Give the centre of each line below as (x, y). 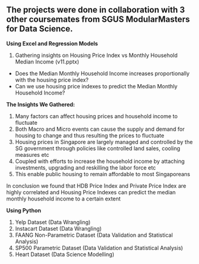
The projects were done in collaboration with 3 (96, 10)
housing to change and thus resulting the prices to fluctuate (90, 135)
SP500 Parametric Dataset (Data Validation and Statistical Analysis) (99, 248)
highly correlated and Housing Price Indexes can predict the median (91, 192)
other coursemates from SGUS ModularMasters (98, 20)
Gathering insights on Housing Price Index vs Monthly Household (96, 55)
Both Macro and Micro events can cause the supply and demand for (100, 129)
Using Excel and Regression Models (52, 43)
